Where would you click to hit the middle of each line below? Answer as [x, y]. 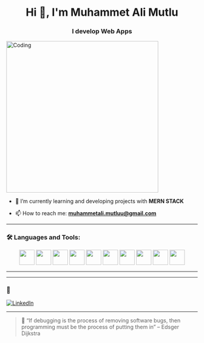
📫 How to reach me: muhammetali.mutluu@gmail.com [86, 213]
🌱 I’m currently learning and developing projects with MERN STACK [99, 201]
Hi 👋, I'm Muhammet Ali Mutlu [102, 12]
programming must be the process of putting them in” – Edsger [100, 327]
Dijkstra [31, 333]
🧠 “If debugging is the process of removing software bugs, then [101, 321]
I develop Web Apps [102, 32]
